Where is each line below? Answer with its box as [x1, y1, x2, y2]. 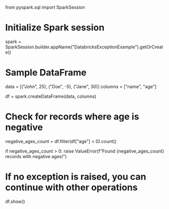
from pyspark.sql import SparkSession [5, 5, 85, 10]
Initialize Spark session [5, 22, 105, 33]
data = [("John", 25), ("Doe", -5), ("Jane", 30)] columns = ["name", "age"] [5, 83, 157, 90]
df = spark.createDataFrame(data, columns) [5, 93, 97, 99]
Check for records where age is [5, 111, 140, 122]
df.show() [5, 198, 25, 204]
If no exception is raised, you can [5, 171, 146, 182]
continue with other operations [5, 182, 138, 193]
